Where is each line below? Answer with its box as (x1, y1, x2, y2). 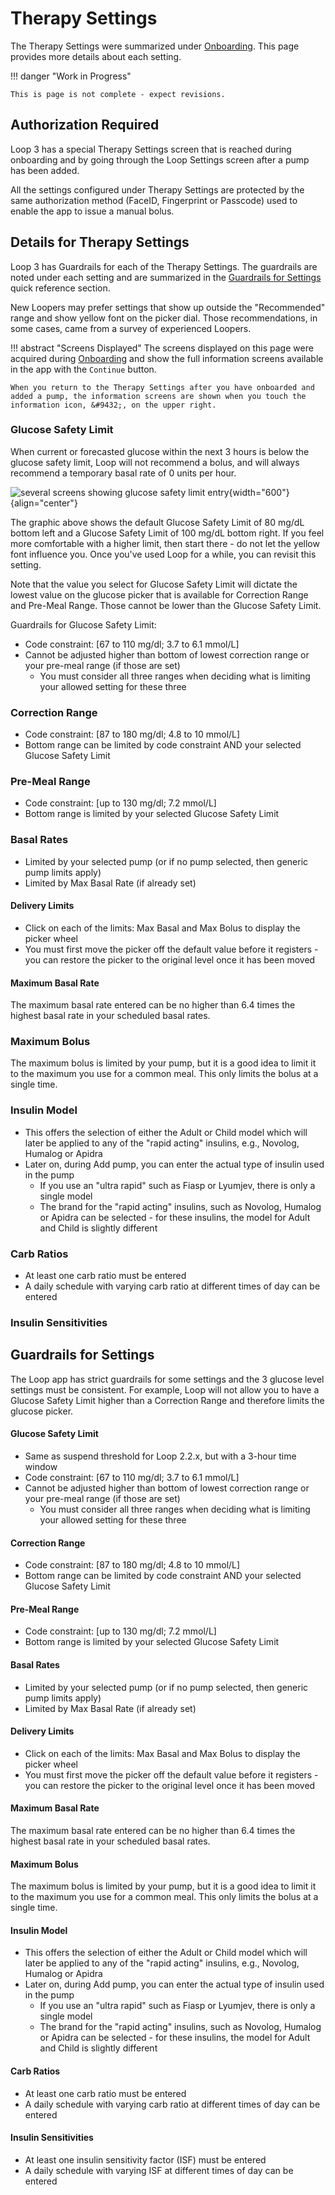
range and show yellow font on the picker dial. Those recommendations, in (10, 312, 318, 324)
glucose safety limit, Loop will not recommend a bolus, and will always (10, 456, 300, 468)
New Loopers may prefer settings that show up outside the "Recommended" (10, 301, 326, 313)
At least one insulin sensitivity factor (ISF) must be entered (24, 2153, 267, 2166)
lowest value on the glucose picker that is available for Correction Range (10, 588, 309, 601)
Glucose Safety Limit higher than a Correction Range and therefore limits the (10, 1394, 325, 1406)
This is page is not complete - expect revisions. (10, 89, 226, 99)
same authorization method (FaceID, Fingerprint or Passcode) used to (10, 194, 298, 206)
